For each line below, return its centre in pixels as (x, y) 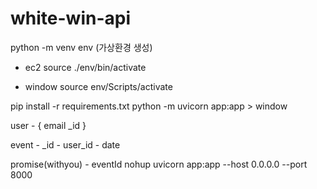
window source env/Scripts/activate (98, 86)
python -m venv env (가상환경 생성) (81, 47)
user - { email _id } (48, 125)
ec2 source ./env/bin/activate (85, 67)
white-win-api (70, 18)
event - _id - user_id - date (65, 144)
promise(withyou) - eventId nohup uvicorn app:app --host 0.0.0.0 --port (159, 164)
